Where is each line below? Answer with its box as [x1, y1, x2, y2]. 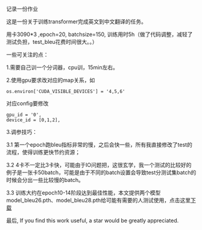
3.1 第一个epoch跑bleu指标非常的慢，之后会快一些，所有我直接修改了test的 [6, 141, 193, 148]
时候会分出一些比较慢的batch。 [6, 177, 84, 183]
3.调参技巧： [6, 129, 38, 135]
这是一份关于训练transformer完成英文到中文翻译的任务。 [6, 18, 147, 25]
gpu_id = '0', [6, 112, 42, 118]
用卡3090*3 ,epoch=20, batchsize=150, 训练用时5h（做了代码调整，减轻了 [6, 31, 193, 38]
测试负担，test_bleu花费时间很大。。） [6, 38, 98, 45]
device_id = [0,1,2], [6, 117, 61, 123]
